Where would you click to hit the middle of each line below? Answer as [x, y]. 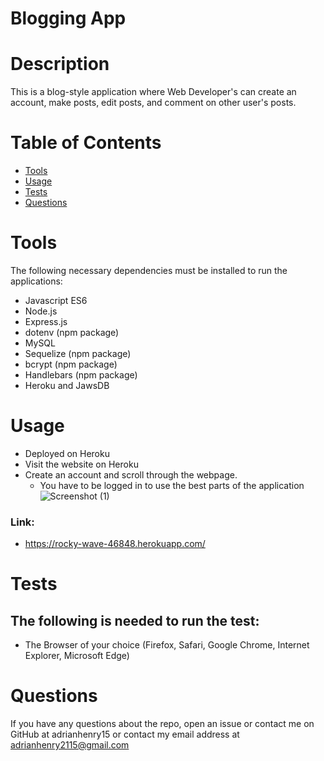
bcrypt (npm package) [71, 364]
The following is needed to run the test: [135, 620]
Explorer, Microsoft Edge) [77, 656]
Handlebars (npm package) [81, 375]
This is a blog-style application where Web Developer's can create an [153, 92]
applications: [36, 281]
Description [60, 64]
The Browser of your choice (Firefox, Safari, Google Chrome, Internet [167, 645]
